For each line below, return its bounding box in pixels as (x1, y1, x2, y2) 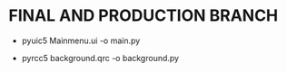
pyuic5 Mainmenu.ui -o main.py (21, 35, 141, 46)
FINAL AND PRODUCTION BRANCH (8, 5, 279, 26)
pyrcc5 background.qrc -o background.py (21, 52, 179, 63)
